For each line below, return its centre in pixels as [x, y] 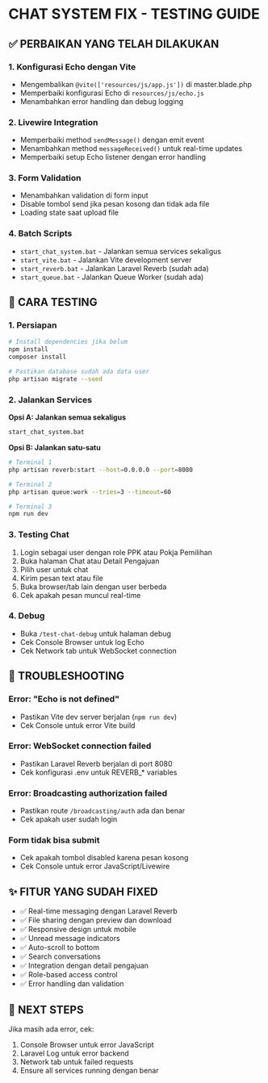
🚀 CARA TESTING [53, 302]
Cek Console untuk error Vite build [77, 725]
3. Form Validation [45, 178]
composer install [38, 357]
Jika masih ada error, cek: [51, 1029]
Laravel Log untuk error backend [74, 1053]
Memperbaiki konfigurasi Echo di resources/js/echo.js [112, 93]
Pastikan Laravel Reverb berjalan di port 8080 [96, 763]
